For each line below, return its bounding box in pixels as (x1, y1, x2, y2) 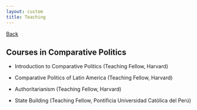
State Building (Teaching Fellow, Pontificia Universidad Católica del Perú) (14, 97, 192, 104)
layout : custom (6, 8, 44, 15)
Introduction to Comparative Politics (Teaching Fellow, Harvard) (14, 63, 169, 70)
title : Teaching (6, 14, 46, 20)
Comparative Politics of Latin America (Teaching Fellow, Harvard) (14, 74, 173, 81)
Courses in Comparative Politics (6, 47, 126, 57)
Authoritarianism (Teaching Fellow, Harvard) (14, 86, 122, 93)
